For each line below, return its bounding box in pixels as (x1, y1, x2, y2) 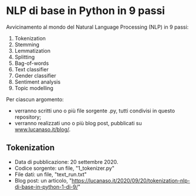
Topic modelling (14, 84, 54, 91)
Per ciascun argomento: (6, 95, 64, 103)
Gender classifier (14, 72, 57, 79)
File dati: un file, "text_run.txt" (14, 171, 87, 178)
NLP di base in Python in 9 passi (6, 4, 165, 18)
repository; (14, 113, 42, 121)
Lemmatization (14, 47, 51, 54)
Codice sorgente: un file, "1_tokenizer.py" (14, 164, 114, 171)
